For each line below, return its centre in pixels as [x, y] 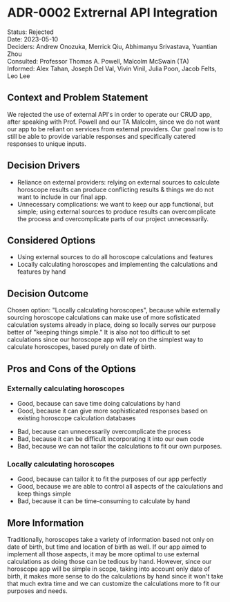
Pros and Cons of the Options [71, 369]
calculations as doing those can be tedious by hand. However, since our [109, 561]
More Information [46, 523]
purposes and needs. [37, 591]
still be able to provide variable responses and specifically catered [101, 136]
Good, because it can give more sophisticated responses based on [113, 411]
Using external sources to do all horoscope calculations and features [115, 257]
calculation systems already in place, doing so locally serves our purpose [112, 325]
